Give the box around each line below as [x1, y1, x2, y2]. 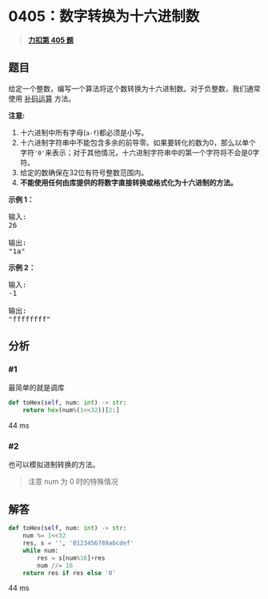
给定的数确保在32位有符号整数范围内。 [19, 167, 148, 177]
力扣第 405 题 [27, 35, 74, 45]
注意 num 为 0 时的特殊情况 [27, 477, 118, 486]
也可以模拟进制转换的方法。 [8, 460, 100, 469]
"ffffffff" [8, 314, 51, 324]
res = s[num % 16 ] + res [37, 553, 106, 562]
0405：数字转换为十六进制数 [8, 7, 200, 26]
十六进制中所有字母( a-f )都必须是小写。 [19, 127, 149, 137]
